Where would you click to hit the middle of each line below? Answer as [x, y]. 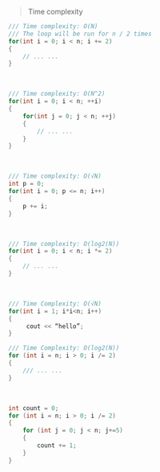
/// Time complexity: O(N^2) [57, 94]
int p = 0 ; [26, 184]
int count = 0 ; [34, 408]
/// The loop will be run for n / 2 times [80, 34]
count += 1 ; [57, 445]
